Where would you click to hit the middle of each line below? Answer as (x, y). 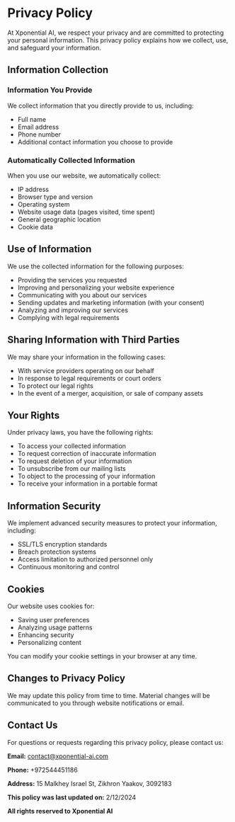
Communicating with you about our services (82, 295)
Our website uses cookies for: (51, 606)
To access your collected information (71, 446)
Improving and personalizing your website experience (96, 287)
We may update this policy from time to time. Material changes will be (109, 695)
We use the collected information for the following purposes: (96, 266)
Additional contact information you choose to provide (95, 142)
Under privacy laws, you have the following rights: (80, 433)
